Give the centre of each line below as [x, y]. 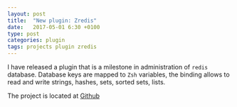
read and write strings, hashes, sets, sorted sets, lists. [86, 82]
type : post [23, 34]
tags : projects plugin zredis [52, 47]
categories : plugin [36, 40]
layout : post [27, 14]
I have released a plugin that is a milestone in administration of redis [108, 67]
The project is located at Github [54, 96]
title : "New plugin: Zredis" [52, 21]
